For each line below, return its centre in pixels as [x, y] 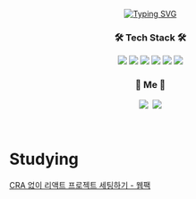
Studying [44, 159]
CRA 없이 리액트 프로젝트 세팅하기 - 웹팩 [80, 185]
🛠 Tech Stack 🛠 [150, 38]
